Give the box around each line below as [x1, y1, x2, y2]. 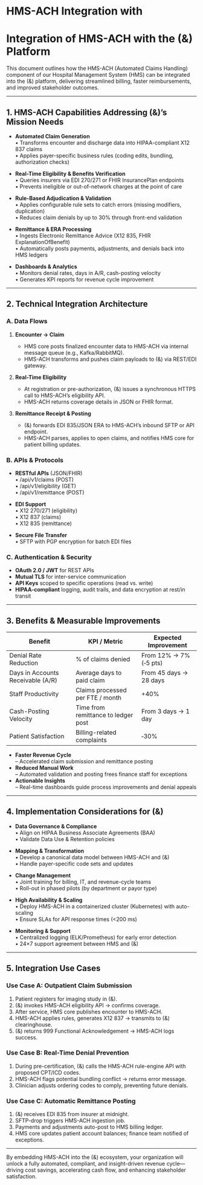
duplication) [14, 207, 45, 215]
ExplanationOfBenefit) [14, 238, 71, 245]
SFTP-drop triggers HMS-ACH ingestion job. [14, 1117, 126, 1125]
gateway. [24, 361, 47, 369]
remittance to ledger [75, 711, 134, 720]
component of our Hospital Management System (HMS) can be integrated [6, 71, 190, 79]
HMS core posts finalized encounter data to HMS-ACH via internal [24, 343, 188, 350]
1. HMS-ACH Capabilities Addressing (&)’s [6, 107, 167, 117]
